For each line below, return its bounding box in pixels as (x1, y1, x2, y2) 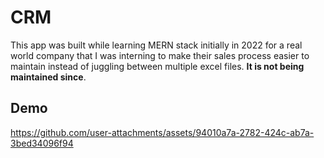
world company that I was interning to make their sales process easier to (10, 49, 310, 61)
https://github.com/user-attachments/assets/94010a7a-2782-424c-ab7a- (10, 126, 315, 138)
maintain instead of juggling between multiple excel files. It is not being (10, 60, 305, 72)
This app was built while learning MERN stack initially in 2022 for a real (10, 39, 303, 51)
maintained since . (10, 71, 87, 83)
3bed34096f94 (10, 137, 74, 149)
